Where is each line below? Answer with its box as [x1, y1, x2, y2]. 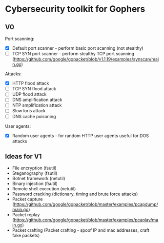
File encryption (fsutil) [12, 165, 57, 171]
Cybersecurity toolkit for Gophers [5, 3, 145, 15]
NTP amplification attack [12, 102, 62, 108]
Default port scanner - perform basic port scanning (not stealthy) [12, 45, 143, 51]
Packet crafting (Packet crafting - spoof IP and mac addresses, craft [12, 227, 150, 233]
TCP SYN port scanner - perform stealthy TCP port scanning [12, 51, 135, 57]
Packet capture [12, 196, 43, 202]
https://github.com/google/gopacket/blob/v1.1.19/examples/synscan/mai [14, 56, 159, 62]
